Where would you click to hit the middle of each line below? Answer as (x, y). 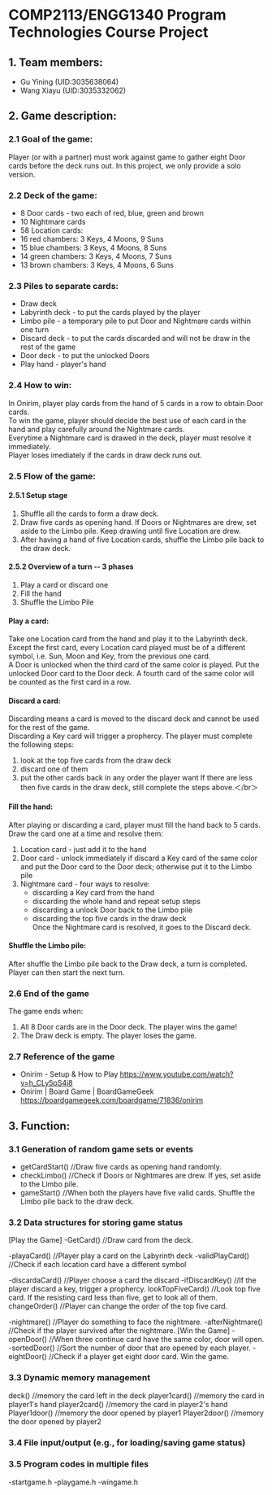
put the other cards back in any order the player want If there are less (136, 778)
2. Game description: (63, 116)
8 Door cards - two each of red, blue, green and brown (112, 212)
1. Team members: (56, 62)
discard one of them (54, 769)
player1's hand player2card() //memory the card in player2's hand (118, 1404)
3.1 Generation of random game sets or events (101, 1149)
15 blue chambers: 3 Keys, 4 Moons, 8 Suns (93, 247)
